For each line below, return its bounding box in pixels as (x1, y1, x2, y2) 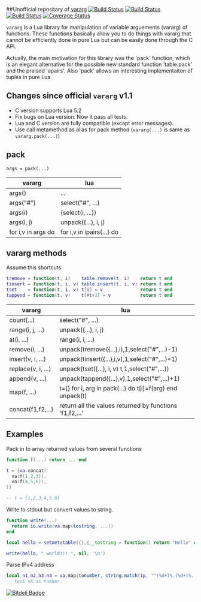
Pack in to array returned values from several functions (6, 445, 142, 452)
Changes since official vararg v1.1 (6, 91, 133, 101)
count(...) (9, 315, 35, 324)
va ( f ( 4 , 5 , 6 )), (11, 478, 47, 485)
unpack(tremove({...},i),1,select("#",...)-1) (59, 345, 178, 353)
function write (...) (6, 517, 58, 523)
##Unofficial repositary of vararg (6, 6, 87, 13)
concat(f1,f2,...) (9, 405, 54, 413)
